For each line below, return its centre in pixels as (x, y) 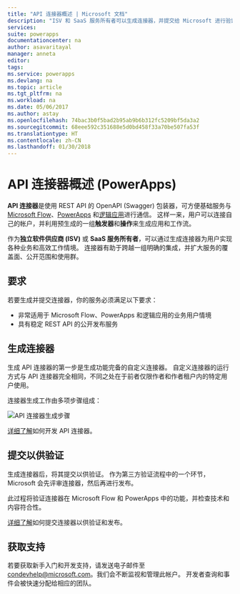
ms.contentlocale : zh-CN (44, 140)
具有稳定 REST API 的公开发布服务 (68, 324)
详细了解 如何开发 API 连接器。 (52, 430)
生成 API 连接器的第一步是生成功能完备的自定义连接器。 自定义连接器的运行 (119, 367)
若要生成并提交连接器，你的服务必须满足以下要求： (82, 300)
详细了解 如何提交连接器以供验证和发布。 (67, 522)
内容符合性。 (26, 507)
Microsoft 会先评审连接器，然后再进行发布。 (72, 482)
